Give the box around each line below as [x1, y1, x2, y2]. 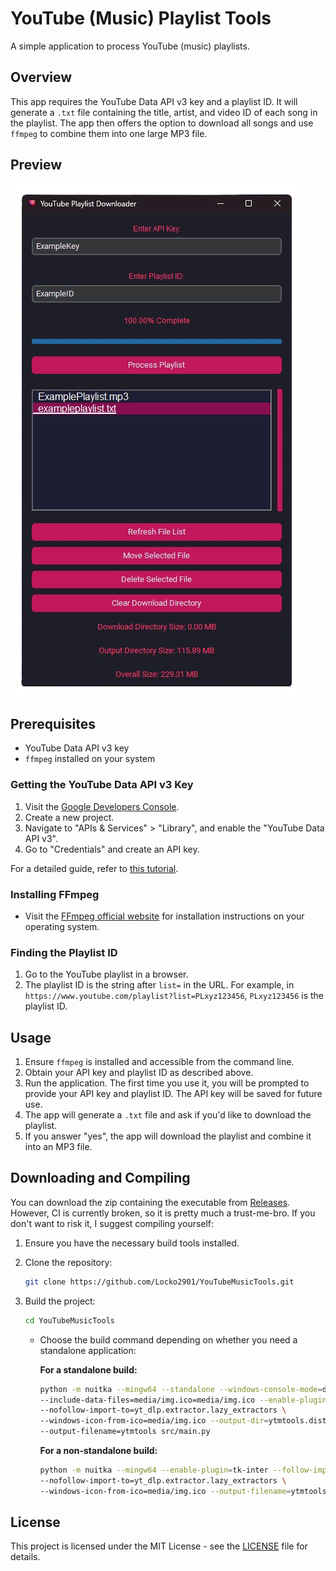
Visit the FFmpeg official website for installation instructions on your [24, 910, 305, 922]
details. [10, 1551, 41, 1563]
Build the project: [24, 1295, 96, 1307]
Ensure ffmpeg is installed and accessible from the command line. [24, 1056, 295, 1068]
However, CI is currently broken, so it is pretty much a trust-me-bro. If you [10, 1207, 316, 1219]
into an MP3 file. [24, 1141, 93, 1153]
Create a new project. [24, 811, 115, 823]
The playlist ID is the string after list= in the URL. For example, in [24, 979, 295, 991]
